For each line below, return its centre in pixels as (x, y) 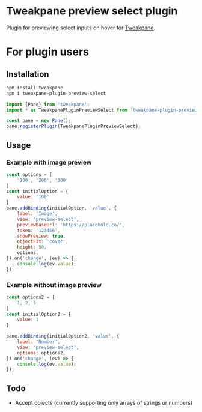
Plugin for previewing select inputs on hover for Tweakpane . (81, 28)
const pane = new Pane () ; (38, 121)
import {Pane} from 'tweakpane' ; (48, 104)
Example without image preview (54, 285)
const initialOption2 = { (38, 314)
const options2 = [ (31, 297)
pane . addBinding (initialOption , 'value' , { (62, 208)
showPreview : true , (41, 236)
